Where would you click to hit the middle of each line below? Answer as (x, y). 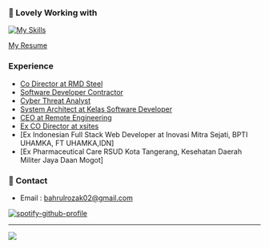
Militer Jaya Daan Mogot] (62, 159)
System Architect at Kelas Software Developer (96, 109)
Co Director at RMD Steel (61, 84)
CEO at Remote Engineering (66, 117)
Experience (31, 66)
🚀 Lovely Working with (53, 13)
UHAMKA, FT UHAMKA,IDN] (67, 143)
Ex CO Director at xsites (59, 126)
